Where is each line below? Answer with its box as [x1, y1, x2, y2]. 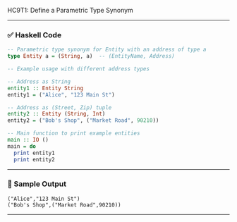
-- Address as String [7, 78, 71, 85]
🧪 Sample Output [7, 179, 67, 189]
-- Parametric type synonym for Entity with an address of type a [7, 46, 207, 54]
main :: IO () [7, 137, 49, 144]
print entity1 [13, 149, 55, 156]
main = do [7, 142, 37, 150]
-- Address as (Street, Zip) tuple [7, 104, 112, 111]
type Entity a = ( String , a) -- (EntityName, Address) [7, 53, 175, 60]
